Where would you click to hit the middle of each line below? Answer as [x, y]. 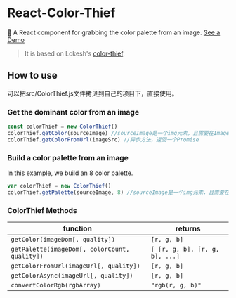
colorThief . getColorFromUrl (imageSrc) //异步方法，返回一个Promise [103, 140]
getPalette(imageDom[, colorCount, [70, 250]
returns [188, 228]
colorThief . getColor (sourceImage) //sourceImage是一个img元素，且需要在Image [118, 133]
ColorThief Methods [42, 210]
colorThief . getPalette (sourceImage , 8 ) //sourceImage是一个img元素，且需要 [116, 192]
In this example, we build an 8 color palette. [70, 173]
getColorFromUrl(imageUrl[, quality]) [76, 266]
